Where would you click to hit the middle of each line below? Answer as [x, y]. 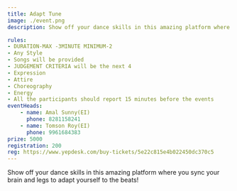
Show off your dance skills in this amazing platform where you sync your [114, 173]
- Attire [20, 80]
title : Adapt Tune [34, 14]
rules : [17, 40]
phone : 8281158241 [53, 119]
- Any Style [25, 53]
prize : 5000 [25, 139]
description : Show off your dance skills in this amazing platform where [119, 27]
